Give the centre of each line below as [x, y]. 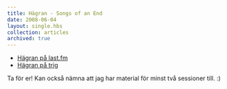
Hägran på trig [37, 65]
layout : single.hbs [35, 26]
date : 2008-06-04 [32, 20]
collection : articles [38, 32]
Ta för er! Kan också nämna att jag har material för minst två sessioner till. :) [114, 78]
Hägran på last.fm [43, 58]
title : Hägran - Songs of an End [55, 13]
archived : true [29, 39]
